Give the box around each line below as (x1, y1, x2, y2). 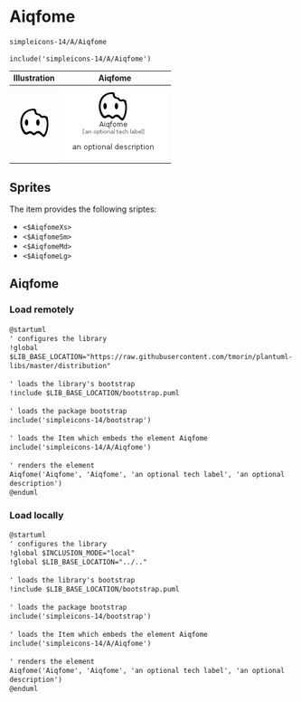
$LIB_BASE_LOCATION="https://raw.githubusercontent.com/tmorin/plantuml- (9, 352, 294, 361)
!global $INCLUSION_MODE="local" (9, 548, 136, 557)
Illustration (13, 72, 56, 83)
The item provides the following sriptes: (9, 204, 157, 214)
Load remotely (9, 303, 75, 316)
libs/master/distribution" (9, 361, 111, 370)
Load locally (9, 508, 64, 521)
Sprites (9, 179, 52, 195)
